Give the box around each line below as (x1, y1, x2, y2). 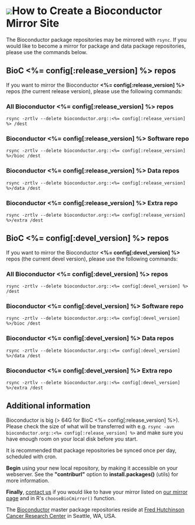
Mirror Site (6, 16, 60, 30)
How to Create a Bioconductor (12, 4, 163, 18)
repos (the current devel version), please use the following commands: (6, 255, 178, 262)
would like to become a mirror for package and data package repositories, (6, 42, 186, 49)
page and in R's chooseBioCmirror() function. (6, 494, 116, 501)
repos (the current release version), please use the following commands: (6, 87, 183, 95)
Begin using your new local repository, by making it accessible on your (6, 464, 178, 471)
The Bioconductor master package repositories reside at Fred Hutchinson (6, 506, 184, 513)
